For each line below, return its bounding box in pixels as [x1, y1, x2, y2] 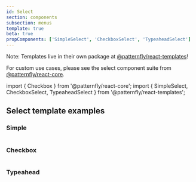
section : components [6, 14, 58, 20]
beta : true [6, 31, 33, 37]
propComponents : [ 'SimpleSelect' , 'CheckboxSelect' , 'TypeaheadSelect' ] [6, 36, 191, 42]
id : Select [6, 8, 33, 15]
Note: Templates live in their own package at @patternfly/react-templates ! [6, 53, 188, 60]
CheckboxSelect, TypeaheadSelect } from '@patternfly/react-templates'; [6, 89, 185, 95]
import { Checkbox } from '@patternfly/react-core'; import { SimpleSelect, [6, 82, 188, 90]
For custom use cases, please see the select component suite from [6, 64, 171, 72]
